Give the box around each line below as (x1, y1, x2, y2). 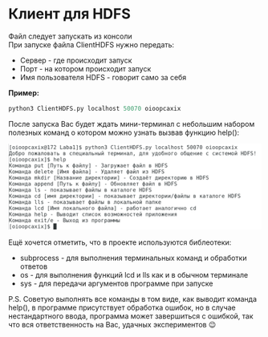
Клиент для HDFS (8, 5, 131, 23)
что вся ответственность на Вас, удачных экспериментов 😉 (8, 320, 217, 330)
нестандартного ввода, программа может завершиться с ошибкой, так (8, 311, 254, 321)
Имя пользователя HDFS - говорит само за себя (19, 72, 187, 82)
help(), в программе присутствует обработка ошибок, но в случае (8, 302, 237, 313)
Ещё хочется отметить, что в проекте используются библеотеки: (8, 238, 232, 247)
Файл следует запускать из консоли (8, 31, 132, 41)
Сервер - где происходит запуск (19, 55, 132, 65)
